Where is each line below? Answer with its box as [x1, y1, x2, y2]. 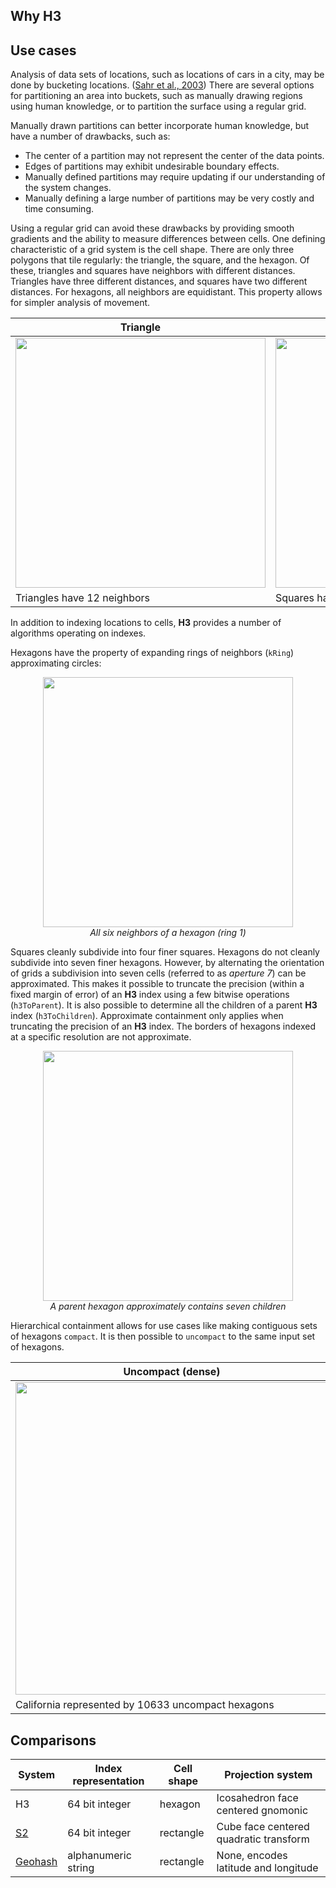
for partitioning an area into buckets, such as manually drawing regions [10, 90, 303, 102]
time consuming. [24, 203, 95, 215]
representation [72, 1774, 145, 1788]
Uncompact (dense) [123, 1365, 221, 1379]
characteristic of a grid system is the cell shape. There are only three [10, 244, 295, 256]
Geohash [15, 1855, 58, 1869]
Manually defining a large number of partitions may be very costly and [24, 192, 315, 204]
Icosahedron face [216, 1791, 299, 1805]
